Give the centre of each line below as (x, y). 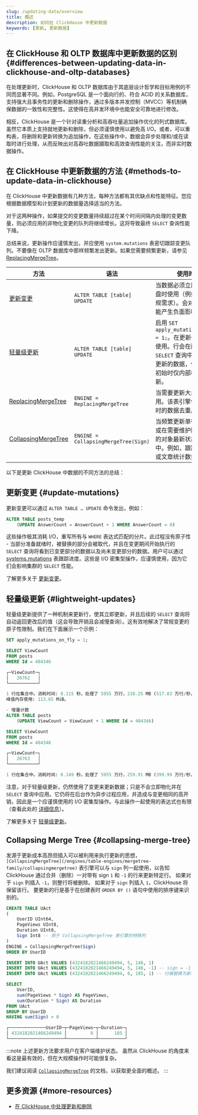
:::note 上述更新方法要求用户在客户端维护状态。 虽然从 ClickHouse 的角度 (95, 1051)
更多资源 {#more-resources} (59, 1091)
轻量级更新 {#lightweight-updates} (71, 599)
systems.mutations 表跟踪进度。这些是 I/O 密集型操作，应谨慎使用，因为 (94, 559)
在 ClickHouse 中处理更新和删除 (53, 1106)
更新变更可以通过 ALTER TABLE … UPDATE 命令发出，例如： (75, 508)
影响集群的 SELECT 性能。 (46, 566)
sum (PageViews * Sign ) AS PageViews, (63, 995)
